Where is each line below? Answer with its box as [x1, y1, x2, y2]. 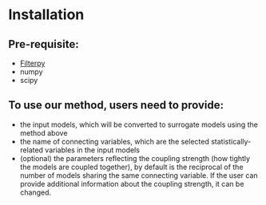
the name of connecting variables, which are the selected [19, 136, 210, 146]
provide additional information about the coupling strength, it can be [19, 179, 244, 188]
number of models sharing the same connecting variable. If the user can [19, 170, 258, 180]
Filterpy [19, 58, 46, 68]
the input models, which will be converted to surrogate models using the [19, 120, 258, 129]
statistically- [210, 136, 252, 146]
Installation [8, 6, 85, 24]
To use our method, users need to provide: [8, 98, 224, 112]
